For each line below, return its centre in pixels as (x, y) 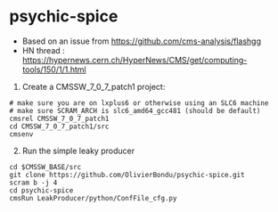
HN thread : (43, 50)
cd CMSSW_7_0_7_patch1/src (59, 126)
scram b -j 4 (33, 183)
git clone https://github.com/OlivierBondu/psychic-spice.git (127, 175)
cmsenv (21, 134)
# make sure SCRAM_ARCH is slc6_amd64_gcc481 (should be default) (135, 110)
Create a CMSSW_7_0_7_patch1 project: (94, 86)
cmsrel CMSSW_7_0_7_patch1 (59, 118)
